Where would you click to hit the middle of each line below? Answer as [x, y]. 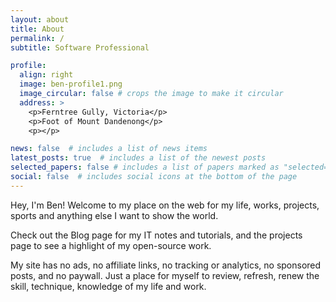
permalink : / [37, 38]
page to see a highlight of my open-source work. [111, 245]
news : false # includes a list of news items [109, 149]
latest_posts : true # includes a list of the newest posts [138, 158]
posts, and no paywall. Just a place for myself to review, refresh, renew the [165, 275]
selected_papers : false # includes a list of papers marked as [145, 167]
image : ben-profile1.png [71, 84]
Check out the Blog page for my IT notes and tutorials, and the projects [156, 235]
